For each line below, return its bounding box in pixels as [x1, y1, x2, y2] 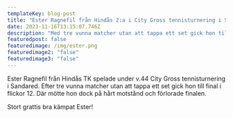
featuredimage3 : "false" [7, 56, 79, 62]
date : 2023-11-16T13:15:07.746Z [7, 23, 101, 30]
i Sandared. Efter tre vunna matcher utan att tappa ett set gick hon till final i [7, 81, 222, 90]
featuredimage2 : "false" [7, 49, 79, 56]
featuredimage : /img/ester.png [7, 42, 98, 49]
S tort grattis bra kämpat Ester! [7, 102, 94, 111]
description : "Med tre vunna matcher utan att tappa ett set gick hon [7, 29, 216, 37]
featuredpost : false [7, 36, 67, 43]
